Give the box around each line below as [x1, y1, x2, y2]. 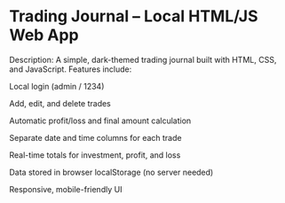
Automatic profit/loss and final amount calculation [9, 115, 192, 126]
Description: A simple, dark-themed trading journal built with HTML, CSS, [9, 54, 277, 65]
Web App [9, 25, 79, 45]
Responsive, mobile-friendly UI [9, 183, 123, 194]
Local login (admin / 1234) [9, 81, 105, 91]
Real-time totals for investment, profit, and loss [9, 149, 181, 160]
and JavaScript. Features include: [9, 64, 132, 74]
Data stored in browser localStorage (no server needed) [9, 167, 214, 177]
